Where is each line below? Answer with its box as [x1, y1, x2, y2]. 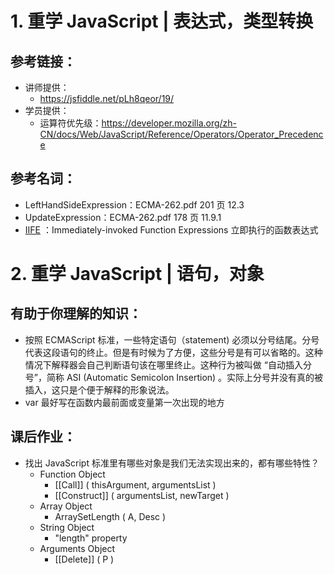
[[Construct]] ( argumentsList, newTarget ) [54, 489, 230, 501]
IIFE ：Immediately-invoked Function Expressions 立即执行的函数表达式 [24, 223, 319, 236]
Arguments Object [39, 542, 116, 554]
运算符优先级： [39, 117, 102, 129]
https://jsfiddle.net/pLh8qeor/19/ [39, 93, 175, 104]
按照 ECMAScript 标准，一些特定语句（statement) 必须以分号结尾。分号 [24, 333, 320, 346]
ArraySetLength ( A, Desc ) [54, 510, 167, 522]
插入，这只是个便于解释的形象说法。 [24, 383, 175, 396]
